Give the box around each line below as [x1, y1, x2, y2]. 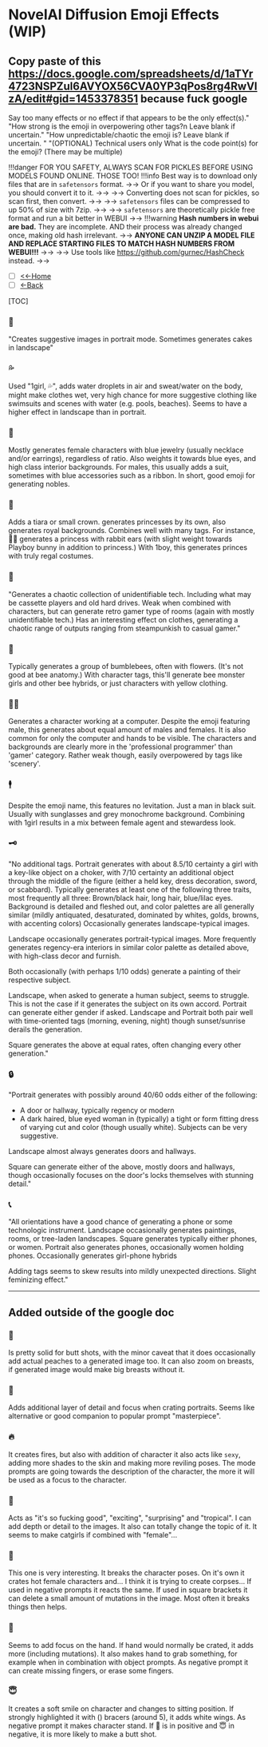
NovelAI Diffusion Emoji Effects [8, 6, 219, 24]
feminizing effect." [8, 1275, 69, 1284]
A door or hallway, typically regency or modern [19, 1105, 175, 1116]
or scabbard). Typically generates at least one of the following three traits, [8, 885, 252, 894]
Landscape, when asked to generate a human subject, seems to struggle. [8, 990, 250, 1000]
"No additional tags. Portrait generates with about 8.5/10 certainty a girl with [8, 859, 258, 869]
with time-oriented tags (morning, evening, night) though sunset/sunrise [8, 1016, 246, 1025]
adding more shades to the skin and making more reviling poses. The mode [8, 1458, 256, 1467]
